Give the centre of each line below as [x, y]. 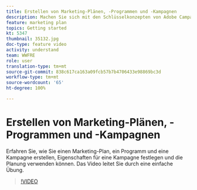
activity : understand [33, 50]
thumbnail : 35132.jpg [33, 39]
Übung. [15, 170]
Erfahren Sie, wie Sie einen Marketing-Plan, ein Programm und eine [87, 151]
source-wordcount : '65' [35, 83]
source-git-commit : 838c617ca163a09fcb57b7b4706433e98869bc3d [84, 72]
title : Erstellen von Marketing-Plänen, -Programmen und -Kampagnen [91, 11]
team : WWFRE [21, 55]
